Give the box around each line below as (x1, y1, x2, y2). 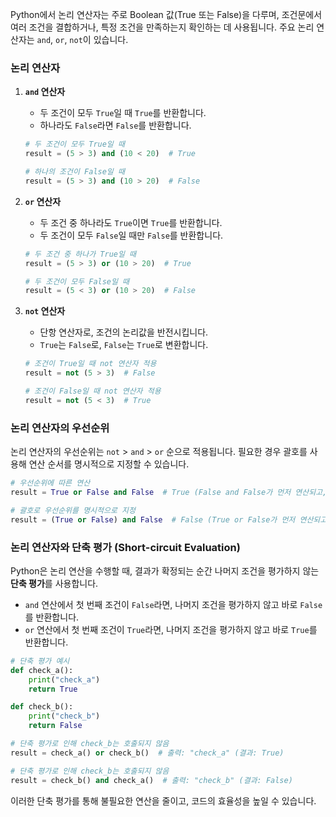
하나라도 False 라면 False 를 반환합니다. (39, 119, 192, 132)
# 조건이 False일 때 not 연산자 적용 (24, 386, 162, 397)
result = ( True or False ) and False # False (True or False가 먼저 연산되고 (10, 514, 328, 525)
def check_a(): (10, 665, 74, 675)
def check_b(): (10, 702, 74, 712)
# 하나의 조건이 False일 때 (24, 167, 125, 177)
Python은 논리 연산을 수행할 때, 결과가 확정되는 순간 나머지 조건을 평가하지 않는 (10, 564, 320, 577)
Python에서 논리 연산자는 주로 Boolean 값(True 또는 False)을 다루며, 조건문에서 (10, 9, 323, 20)
